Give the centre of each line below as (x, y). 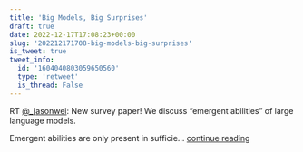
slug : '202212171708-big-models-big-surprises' (101, 43)
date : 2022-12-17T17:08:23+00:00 (73, 34)
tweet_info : (32, 60)
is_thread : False (50, 85)
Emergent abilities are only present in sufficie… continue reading (130, 138)
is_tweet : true (38, 52)
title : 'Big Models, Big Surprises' (78, 18)
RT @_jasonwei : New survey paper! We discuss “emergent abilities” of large (151, 110)
